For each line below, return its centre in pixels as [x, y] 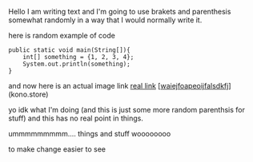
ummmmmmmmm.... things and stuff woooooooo [90, 134]
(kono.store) [28, 94]
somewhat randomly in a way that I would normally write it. [105, 20]
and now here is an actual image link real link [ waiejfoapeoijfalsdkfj [118, 86]
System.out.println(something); [76, 64]
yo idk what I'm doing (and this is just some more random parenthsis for [127, 110]
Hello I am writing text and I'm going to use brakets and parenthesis [120, 12]
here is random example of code [62, 36]
